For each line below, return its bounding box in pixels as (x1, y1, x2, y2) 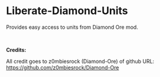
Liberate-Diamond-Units (6, 4, 128, 18)
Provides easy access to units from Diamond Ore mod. (6, 24, 138, 31)
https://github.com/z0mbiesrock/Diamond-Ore (6, 63, 119, 71)
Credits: (6, 46, 26, 53)
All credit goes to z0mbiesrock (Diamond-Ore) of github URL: (6, 58, 155, 65)
